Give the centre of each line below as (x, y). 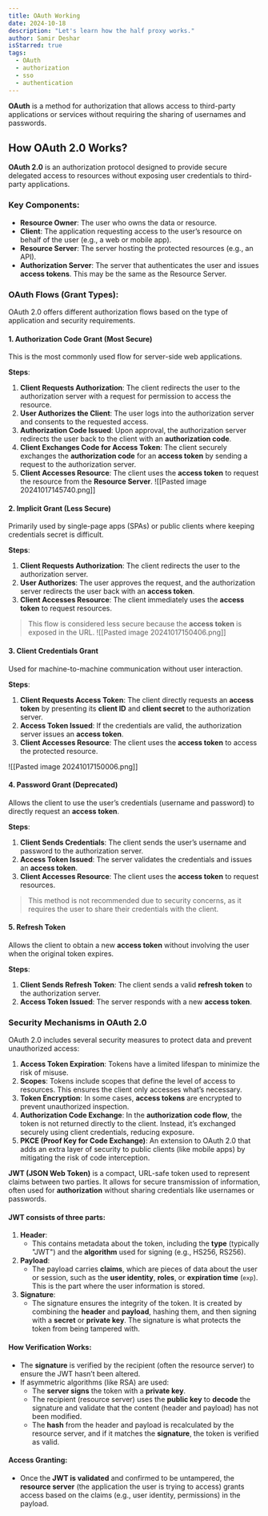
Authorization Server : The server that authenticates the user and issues (139, 265)
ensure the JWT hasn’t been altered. (80, 1373)
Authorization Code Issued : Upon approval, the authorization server (133, 431)
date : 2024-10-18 (37, 23)
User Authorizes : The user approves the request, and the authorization (138, 583)
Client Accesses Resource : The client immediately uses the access (132, 600)
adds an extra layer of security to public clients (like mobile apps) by (132, 1149)
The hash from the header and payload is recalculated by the (133, 1425)
